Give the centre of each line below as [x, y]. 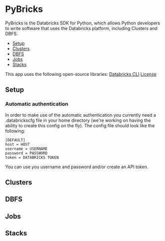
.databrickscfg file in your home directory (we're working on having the [78, 120]
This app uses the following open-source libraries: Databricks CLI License [81, 74]
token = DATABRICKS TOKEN [32, 157]
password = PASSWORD [27, 153]
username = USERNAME [27, 149]
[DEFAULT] [15, 140]
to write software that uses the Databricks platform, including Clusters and [81, 28]
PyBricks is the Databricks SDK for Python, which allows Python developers [83, 23]
